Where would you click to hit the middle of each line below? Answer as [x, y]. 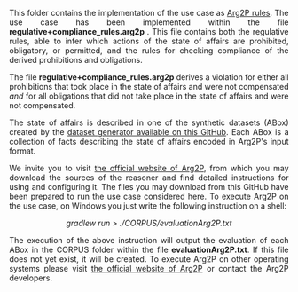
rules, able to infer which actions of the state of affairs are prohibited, [149, 41]
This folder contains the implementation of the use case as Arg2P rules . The [149, 13]
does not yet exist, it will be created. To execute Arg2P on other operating [149, 259]
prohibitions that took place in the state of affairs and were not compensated [149, 87]
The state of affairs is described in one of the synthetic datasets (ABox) [149, 122]
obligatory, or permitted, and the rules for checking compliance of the [149, 51]
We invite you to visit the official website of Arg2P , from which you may [149, 168]
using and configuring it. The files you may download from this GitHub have [149, 187]
